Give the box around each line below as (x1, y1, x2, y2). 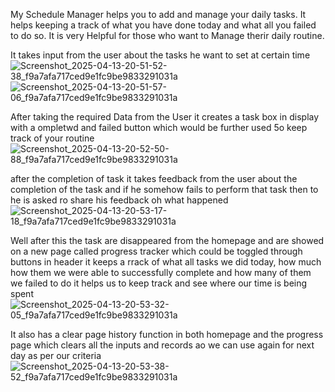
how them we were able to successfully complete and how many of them (10, 267, 312, 278)
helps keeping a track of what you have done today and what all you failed (10, 19, 317, 31)
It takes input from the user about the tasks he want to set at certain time (10, 49, 311, 61)
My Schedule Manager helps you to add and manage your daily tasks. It (10, 9, 307, 20)
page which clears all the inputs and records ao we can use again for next (10, 339, 315, 351)
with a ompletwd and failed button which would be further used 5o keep (10, 122, 308, 133)
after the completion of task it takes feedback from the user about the (10, 173, 298, 184)
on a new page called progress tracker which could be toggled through (10, 245, 303, 257)
